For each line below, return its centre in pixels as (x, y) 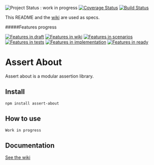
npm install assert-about (32, 103)
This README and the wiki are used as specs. (52, 17)
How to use (23, 119)
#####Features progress (31, 27)
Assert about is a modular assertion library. (49, 76)
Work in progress (23, 130)
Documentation (30, 145)
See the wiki (18, 157)
